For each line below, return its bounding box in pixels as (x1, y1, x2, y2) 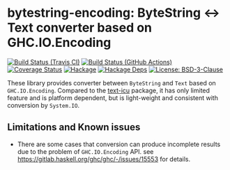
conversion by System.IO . (7, 101, 80, 109)
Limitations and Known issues (7, 121, 141, 134)
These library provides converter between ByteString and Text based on (7, 78, 216, 87)
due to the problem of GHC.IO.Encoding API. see (17, 147, 154, 155)
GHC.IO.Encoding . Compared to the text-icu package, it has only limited (7, 86, 210, 94)
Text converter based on (7, 20, 152, 36)
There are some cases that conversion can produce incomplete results (17, 140, 221, 148)
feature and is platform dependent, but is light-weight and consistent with (7, 93, 218, 102)
